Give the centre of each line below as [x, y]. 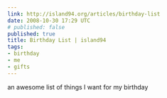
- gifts [19, 67]
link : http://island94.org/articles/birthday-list [84, 14]
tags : [15, 47]
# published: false [36, 27]
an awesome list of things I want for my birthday [78, 87]
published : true [31, 34]
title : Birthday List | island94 [57, 40]
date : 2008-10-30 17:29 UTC [49, 21]
